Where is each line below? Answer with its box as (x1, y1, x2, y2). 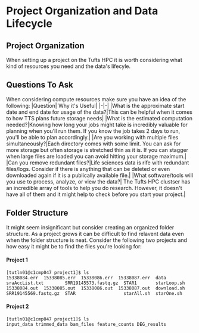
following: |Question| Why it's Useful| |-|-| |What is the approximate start (6, 102, 185, 109)
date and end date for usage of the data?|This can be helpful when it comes (6, 108, 192, 116)
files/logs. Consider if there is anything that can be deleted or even (6, 165, 170, 172)
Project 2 (6, 303, 29, 310)
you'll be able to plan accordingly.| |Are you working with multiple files (6, 133, 179, 141)
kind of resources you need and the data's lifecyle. (6, 63, 131, 70)
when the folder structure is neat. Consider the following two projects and (6, 236, 188, 244)
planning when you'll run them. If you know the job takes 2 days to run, (6, 127, 181, 135)
